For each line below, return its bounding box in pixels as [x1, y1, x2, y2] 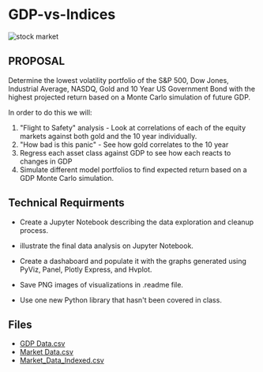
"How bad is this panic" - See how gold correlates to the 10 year [19, 140, 229, 149]
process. [19, 225, 49, 235]
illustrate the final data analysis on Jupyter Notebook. [19, 241, 193, 250]
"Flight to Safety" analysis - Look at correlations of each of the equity [19, 122, 246, 132]
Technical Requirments [8, 196, 125, 210]
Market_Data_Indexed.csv [19, 355, 104, 365]
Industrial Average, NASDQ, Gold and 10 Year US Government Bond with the [8, 84, 255, 93]
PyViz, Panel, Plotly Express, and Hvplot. [19, 265, 152, 274]
